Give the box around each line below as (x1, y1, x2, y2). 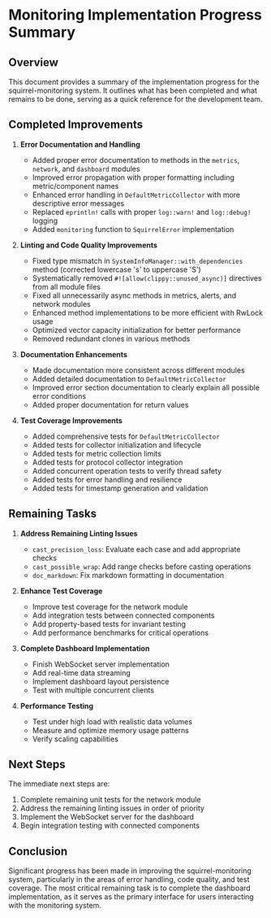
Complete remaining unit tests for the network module (19, 795, 201, 805)
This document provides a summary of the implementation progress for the (8, 77, 260, 86)
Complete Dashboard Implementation (19, 643, 150, 653)
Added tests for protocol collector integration (32, 457, 183, 467)
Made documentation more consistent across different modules (32, 365, 245, 375)
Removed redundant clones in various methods (32, 334, 191, 343)
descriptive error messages (32, 198, 125, 208)
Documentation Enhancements (19, 349, 128, 359)
